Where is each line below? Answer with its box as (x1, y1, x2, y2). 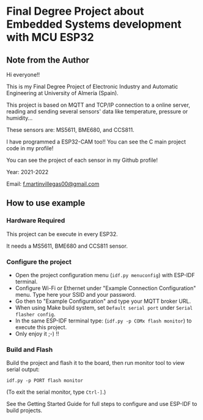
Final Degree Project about (6, 4, 144, 18)
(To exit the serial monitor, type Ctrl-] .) (6, 388, 106, 396)
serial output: (6, 366, 40, 373)
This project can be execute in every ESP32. (6, 230, 118, 237)
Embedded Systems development (6, 17, 182, 31)
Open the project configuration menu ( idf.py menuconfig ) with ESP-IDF (15, 271, 195, 278)
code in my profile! (6, 145, 54, 151)
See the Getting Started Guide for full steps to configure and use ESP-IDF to (6, 400, 197, 408)
